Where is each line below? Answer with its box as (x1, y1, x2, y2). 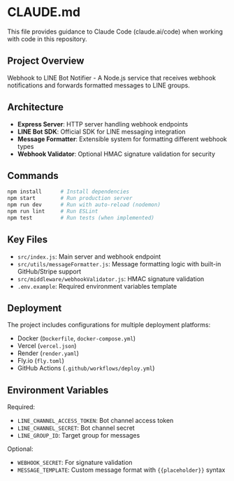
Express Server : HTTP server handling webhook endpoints (17, 120, 189, 128)
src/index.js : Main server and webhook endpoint (17, 252, 161, 261)
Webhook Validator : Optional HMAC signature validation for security (17, 150, 215, 158)
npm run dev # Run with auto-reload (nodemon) (7, 201, 161, 208)
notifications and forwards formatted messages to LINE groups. (7, 81, 190, 89)
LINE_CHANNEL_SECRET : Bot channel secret (17, 424, 135, 432)
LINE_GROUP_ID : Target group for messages (17, 431, 140, 440)
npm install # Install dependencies (7, 188, 130, 196)
